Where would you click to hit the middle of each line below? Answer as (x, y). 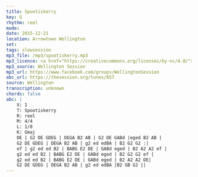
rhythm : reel (22, 22)
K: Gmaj (26, 132)
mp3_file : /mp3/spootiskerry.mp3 (47, 55)
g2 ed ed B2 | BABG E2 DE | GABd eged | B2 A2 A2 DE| (84, 160)
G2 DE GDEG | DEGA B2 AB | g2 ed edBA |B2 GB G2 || (81, 165)
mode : (13, 28)
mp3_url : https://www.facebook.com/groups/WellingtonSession (83, 72)
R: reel (26, 116)
